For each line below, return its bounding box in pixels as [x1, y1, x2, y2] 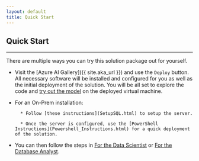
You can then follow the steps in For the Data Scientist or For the [14, 141, 172, 149]
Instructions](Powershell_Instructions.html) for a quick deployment [14, 126, 191, 132]
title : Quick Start [6, 14, 54, 20]
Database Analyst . [14, 148, 60, 155]
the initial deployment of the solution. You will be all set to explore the [14, 81, 185, 89]
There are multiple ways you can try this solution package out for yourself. [6, 57, 188, 65]
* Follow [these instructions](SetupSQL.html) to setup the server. [20, 111, 193, 117]
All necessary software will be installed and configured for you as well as [14, 75, 193, 82]
